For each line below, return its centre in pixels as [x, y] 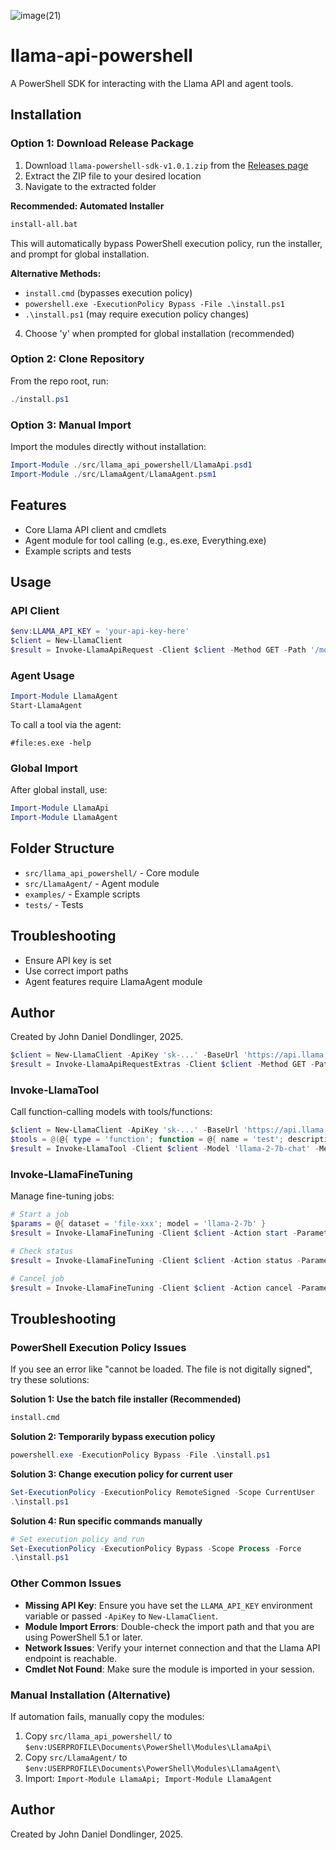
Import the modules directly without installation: [108, 446]
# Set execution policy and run [77, 1539]
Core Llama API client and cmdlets [95, 529]
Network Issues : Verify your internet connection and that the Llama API [172, 1647]
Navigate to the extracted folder [90, 186]
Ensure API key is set [68, 960]
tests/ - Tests [54, 904]
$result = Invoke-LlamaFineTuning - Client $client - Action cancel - [156, 1288]
